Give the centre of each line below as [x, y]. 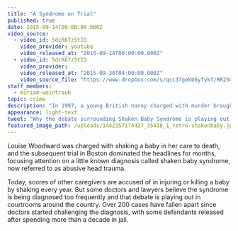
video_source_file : [49, 79]
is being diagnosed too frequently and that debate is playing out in [104, 197]
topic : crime [27, 100]
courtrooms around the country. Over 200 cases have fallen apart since [112, 204]
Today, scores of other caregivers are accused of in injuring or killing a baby [119, 182]
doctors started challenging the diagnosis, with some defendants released [116, 212]
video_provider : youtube [57, 47]
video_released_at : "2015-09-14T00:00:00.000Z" [91, 54]
